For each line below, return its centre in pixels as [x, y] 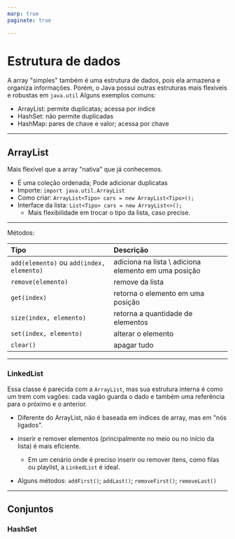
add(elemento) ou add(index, [58, 263]
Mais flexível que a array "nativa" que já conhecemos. [85, 170]
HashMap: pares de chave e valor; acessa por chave [93, 124]
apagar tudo [134, 346]
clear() [23, 345]
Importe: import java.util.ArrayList [71, 191]
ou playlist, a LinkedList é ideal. [74, 467]
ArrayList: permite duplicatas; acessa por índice [86, 109]
